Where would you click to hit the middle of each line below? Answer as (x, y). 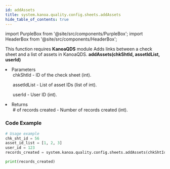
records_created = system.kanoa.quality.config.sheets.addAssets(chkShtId (86, 153)
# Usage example (22, 133)
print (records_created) (30, 162)
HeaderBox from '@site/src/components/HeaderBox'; (61, 39)
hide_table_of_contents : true (37, 19)
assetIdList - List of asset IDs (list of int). (55, 85)
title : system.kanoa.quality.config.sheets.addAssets (63, 15)
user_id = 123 (20, 148)
